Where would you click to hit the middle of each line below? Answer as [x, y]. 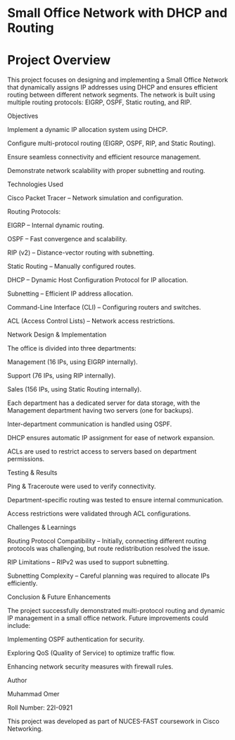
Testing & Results [32, 473]
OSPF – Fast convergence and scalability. [67, 239]
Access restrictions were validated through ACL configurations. [99, 514]
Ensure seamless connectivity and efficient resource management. [104, 157]
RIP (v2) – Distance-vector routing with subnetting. [81, 253]
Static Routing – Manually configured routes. [71, 267]
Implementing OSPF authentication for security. [76, 639]
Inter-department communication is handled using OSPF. [90, 424]
